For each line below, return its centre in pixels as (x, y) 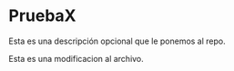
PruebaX (42, 16)
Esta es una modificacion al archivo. (76, 58)
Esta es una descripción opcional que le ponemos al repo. (117, 41)
